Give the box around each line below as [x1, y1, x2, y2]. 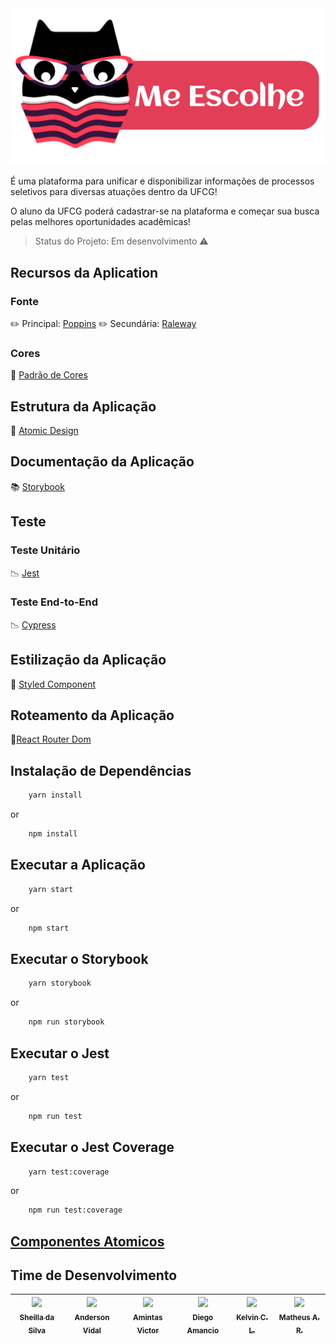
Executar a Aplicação [10, 857, 146, 874]
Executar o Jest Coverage [10, 1139, 175, 1156]
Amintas [133, 1312, 163, 1322]
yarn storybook [28, 978, 92, 989]
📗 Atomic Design [10, 425, 79, 437]
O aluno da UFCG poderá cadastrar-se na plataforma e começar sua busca [10, 205, 320, 217]
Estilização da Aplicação [10, 652, 167, 669]
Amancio [186, 1325, 220, 1336]
